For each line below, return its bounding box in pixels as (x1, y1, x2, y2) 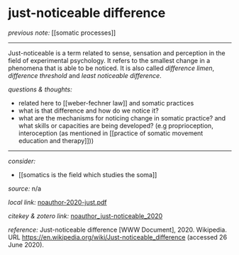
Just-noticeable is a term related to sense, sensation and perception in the (8, 48, 226, 57)
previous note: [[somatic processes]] (8, 28, 116, 37)
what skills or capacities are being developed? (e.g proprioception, (18, 121, 213, 130)
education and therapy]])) (18, 136, 94, 144)
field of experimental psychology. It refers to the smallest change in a (8, 56, 211, 64)
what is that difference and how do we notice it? (18, 106, 159, 115)
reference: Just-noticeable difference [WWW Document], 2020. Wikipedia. (8, 225, 228, 234)
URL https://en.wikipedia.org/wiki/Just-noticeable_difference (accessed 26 (8, 232, 228, 242)
